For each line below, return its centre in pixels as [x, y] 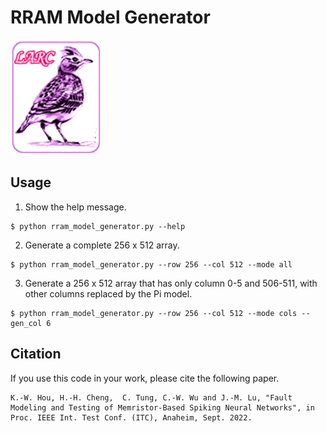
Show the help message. [75, 207]
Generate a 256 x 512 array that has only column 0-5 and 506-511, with [171, 283]
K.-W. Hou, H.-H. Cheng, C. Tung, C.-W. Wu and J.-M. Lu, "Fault [151, 397]
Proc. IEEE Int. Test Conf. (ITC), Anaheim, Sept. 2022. [131, 417]
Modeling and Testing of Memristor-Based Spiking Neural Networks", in [162, 407]
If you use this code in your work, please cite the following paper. [145, 378]
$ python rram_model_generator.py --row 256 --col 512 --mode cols [154, 313]
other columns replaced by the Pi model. [108, 293]
